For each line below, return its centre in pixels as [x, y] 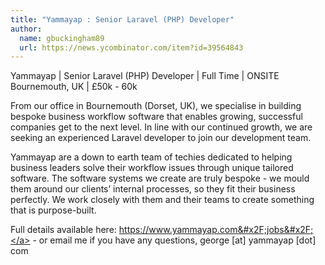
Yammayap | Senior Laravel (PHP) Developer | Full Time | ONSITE [145, 76]
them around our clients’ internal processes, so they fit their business [153, 189]
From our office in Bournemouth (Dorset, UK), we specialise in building [156, 106]
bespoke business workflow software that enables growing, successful [156, 117]
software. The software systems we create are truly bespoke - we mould [160, 178]
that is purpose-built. [53, 210]
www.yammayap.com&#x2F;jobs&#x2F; [231, 230]
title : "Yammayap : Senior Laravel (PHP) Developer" [122, 19]
